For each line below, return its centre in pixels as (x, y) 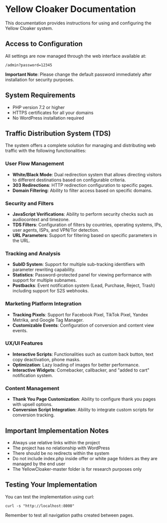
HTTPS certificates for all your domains (53, 113)
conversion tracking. (33, 415)
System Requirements (40, 95)
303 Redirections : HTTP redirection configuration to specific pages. (83, 185)
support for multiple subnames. (45, 280)
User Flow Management (35, 164)
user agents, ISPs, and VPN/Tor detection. (56, 230)
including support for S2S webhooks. (51, 291)
